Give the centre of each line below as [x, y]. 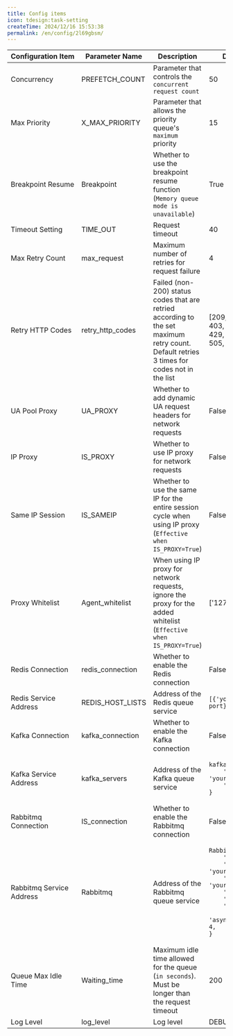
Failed [163, 283]
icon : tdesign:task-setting [48, 20]
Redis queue [173, 703]
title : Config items [37, 14]
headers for [172, 415]
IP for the [168, 499]
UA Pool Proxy [34, 411]
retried [164, 308]
